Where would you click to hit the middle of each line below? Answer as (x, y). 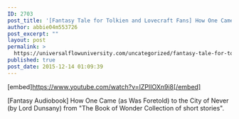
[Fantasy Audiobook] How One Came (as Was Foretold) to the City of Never (118, 101)
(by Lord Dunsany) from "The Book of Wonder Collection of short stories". (116, 108)
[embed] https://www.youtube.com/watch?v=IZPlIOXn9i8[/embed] (104, 86)
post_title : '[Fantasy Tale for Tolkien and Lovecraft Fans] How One (113, 21)
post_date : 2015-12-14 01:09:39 (55, 67)
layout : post (27, 40)
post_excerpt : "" (33, 34)
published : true (31, 60)
